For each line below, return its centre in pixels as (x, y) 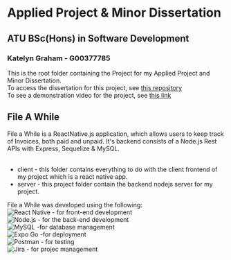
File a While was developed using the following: (75, 205)
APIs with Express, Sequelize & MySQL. (63, 148)
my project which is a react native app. (72, 176)
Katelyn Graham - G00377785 (59, 58)
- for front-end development (92, 212)
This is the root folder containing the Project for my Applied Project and (109, 73)
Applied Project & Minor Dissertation (114, 13)
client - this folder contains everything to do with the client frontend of (117, 169)
